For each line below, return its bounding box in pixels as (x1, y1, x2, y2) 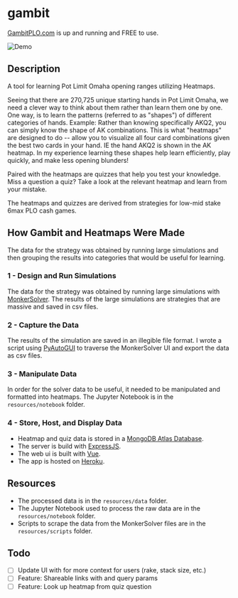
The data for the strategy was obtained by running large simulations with (7, 287, 220, 296)
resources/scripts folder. (17, 526, 93, 535)
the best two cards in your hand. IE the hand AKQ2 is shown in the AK (7, 141, 212, 149)
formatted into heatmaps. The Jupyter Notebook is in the (7, 393, 174, 401)
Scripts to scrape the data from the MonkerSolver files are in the (17, 519, 206, 528)
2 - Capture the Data (7, 320, 80, 330)
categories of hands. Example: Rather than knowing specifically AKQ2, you (7, 118, 227, 127)
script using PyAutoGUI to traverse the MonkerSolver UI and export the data (7, 343, 229, 353)
